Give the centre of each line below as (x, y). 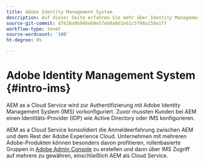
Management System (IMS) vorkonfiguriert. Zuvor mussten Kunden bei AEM (101, 111)
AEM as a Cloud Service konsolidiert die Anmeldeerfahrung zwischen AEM (100, 130)
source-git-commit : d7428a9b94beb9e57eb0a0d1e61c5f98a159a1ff (87, 23)
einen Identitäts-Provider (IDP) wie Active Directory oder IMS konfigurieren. (101, 118)
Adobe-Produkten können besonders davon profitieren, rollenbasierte (93, 143)
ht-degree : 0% (24, 40)
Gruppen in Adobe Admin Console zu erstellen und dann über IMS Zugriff (98, 149)
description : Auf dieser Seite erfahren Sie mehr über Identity (89, 18)
